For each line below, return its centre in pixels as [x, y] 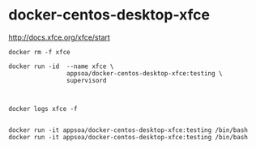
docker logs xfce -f [43, 109]
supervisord [86, 80]
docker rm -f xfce [39, 52]
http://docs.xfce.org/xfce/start [60, 37]
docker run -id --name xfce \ [61, 66]
